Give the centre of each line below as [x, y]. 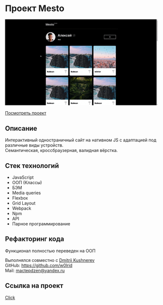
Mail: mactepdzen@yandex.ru [35, 271]
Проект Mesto [35, 8]
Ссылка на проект [34, 286]
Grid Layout [24, 203]
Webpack [22, 208]
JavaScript [23, 177]
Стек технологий [32, 166]
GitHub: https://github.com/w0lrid [39, 265]
